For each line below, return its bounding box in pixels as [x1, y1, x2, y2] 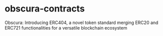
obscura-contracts [4, 3, 85, 14]
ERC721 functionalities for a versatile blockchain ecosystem [4, 24, 127, 30]
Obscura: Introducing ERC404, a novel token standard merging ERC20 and [4, 19, 158, 25]
